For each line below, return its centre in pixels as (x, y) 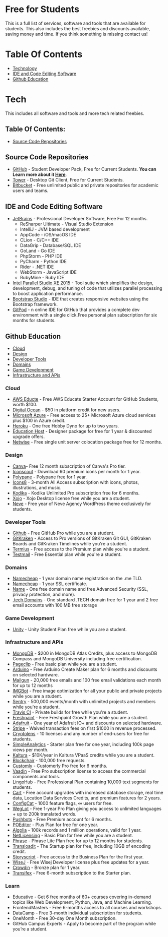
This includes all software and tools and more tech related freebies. (75, 113)
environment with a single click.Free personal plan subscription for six (85, 315)
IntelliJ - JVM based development (55, 229)
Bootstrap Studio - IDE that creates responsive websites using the (80, 299)
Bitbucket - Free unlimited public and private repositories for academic (86, 185)
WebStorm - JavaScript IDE (48, 272)
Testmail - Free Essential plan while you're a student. (67, 554)
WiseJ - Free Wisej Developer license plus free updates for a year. (81, 862)
